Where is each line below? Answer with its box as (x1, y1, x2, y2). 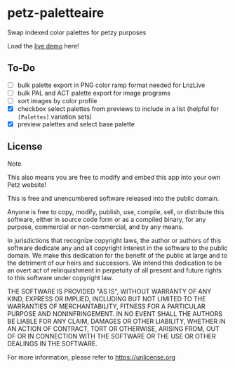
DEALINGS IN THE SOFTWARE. (7, 339, 98, 348)
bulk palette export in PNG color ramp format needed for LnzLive (17, 81, 206, 89)
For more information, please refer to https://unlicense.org (7, 353, 175, 361)
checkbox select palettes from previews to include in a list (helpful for (17, 104, 220, 113)
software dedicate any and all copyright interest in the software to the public (7, 244, 228, 252)
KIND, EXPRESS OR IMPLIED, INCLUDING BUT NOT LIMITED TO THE (7, 294, 206, 303)
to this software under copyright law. (7, 273, 114, 282)
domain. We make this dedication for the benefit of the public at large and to (7, 251, 228, 259)
